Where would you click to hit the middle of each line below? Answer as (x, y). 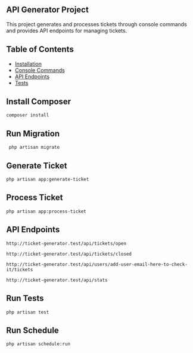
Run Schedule (33, 330)
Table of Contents (40, 49)
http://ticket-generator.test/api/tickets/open (66, 243)
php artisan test (28, 312)
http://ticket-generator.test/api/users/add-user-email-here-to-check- (97, 264)
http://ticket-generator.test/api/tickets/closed (69, 254)
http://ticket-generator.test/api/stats (57, 280)
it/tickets (20, 269)
